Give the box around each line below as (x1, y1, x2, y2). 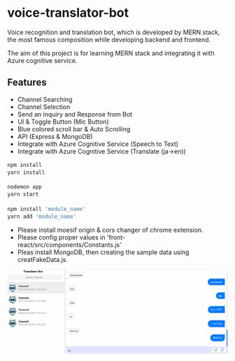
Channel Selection (17, 103, 71, 111)
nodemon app (7, 184, 42, 191)
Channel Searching (17, 95, 73, 103)
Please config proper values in (17, 233, 106, 242)
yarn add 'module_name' (7, 213, 77, 220)
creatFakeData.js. (17, 255, 69, 263)
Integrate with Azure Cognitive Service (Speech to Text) (17, 140, 179, 148)
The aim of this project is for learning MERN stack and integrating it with (7, 49, 215, 57)
